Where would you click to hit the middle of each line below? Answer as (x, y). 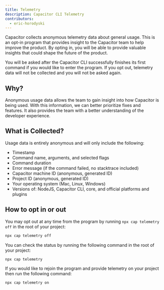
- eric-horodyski (27, 23)
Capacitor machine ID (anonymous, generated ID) (62, 173)
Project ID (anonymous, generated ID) (50, 178)
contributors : (20, 19)
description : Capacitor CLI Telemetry (45, 14)
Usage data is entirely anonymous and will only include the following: (75, 143)
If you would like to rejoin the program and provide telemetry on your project (82, 268)
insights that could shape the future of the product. (57, 53)
